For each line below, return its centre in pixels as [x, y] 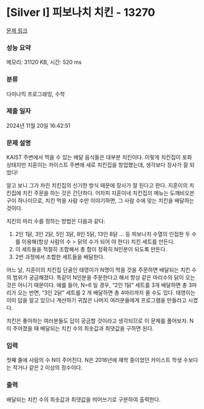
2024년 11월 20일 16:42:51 [38, 125]
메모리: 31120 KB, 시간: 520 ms [44, 62]
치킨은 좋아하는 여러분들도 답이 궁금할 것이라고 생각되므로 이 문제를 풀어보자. [97, 321]
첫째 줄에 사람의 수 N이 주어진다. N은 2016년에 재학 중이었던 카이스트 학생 [94, 360]
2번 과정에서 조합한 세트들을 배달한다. [60, 257]
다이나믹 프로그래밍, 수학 [36, 94]
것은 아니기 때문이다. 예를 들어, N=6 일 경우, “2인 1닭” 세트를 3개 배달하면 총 [97, 285]
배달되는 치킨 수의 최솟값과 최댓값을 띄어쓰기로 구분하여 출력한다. [84, 399]
